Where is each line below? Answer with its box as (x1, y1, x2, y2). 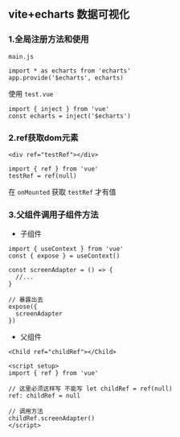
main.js (8, 52, 35, 60)
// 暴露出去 (8, 296, 44, 304)
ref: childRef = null (8, 392, 81, 400)
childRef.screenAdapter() (8, 414, 95, 423)
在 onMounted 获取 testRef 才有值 (8, 187, 117, 196)
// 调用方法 (8, 407, 44, 416)
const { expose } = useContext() (8, 252, 121, 260)
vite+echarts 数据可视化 (8, 7, 130, 22)
